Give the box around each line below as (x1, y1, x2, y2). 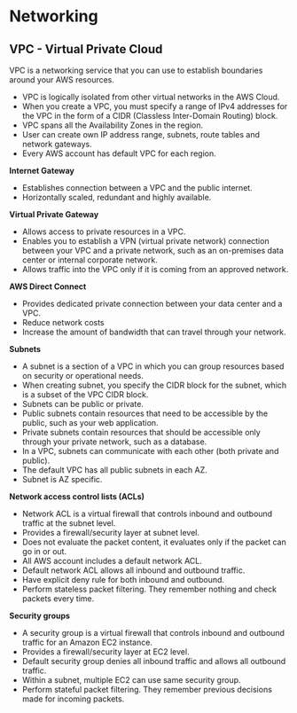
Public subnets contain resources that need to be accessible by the (21, 408, 269, 419)
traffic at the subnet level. (21, 518, 116, 529)
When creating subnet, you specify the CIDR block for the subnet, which (21, 380, 287, 390)
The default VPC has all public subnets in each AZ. (21, 465, 208, 475)
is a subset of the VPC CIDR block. (21, 389, 149, 400)
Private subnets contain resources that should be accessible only (21, 427, 262, 437)
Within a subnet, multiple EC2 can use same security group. (21, 675, 241, 685)
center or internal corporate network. (21, 255, 158, 265)
